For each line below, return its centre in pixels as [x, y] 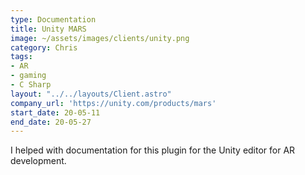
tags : [21, 57]
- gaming [28, 76]
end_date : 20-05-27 [51, 122]
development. [38, 161]
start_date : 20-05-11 [55, 112]
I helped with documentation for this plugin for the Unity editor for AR [153, 150]
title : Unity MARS [48, 29]
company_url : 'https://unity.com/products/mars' [113, 103]
